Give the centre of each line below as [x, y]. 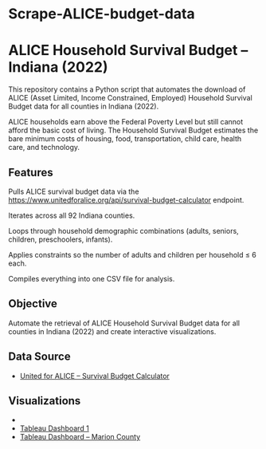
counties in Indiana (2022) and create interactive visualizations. [112, 331]
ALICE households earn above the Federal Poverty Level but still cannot [126, 122]
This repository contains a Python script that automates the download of [127, 89]
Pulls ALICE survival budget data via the [74, 191]
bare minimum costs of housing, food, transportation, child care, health [125, 139]
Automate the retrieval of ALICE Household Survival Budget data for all [124, 323]
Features [31, 172]
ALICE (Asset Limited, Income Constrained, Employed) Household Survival [130, 98]
